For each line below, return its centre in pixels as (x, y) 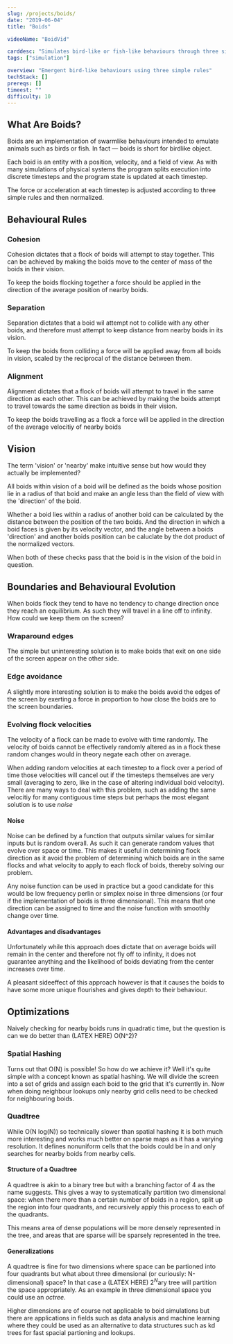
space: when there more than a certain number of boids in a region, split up (115, 1200)
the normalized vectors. (41, 544)
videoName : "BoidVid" (38, 39)
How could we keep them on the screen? (66, 618)
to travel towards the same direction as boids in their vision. (92, 406)
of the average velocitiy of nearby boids (64, 427)
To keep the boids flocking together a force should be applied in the (104, 282)
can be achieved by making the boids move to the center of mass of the (110, 262)
